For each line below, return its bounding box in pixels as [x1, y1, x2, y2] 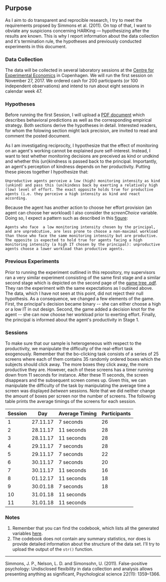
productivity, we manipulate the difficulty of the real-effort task [5, 346, 133, 351]
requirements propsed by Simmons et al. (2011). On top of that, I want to [5, 22, 152, 28]
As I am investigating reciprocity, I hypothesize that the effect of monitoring [5, 142, 159, 148]
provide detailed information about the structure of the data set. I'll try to [12, 541, 160, 547]
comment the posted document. [5, 133, 71, 139]
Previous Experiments [5, 258, 59, 265]
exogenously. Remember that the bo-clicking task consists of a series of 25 [5, 351, 159, 357]
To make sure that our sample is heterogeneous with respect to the [5, 340, 142, 346]
